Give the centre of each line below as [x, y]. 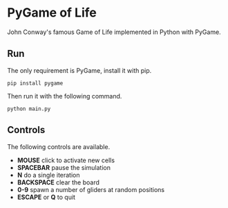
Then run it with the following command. [65, 96]
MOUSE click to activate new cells [66, 160]
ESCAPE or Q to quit [46, 197]
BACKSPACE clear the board [58, 182]
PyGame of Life [52, 13]
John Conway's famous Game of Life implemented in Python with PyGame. [114, 32]
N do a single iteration [49, 175]
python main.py [29, 109]
